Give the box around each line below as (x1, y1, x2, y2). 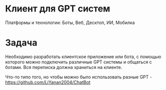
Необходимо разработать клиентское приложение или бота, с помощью (5, 53, 161, 59)
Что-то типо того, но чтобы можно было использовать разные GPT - (5, 73, 152, 80)
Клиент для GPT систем (5, 3, 110, 14)
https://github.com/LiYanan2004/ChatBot (5, 79, 91, 85)
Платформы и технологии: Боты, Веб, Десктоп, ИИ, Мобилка (5, 19, 135, 25)
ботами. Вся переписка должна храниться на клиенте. (5, 64, 122, 70)
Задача (5, 37, 37, 48)
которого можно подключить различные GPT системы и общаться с (5, 58, 152, 65)
